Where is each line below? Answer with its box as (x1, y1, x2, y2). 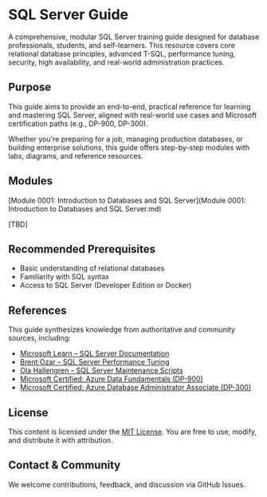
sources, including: (8, 333, 71, 343)
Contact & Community (8, 459, 121, 472)
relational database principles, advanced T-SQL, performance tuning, (8, 49, 236, 58)
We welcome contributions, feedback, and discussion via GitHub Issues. (8, 479, 245, 489)
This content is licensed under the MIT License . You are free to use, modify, (8, 427, 257, 436)
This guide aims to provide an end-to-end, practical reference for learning (8, 101, 251, 111)
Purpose (8, 81, 52, 94)
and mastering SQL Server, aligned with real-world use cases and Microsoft (8, 110, 257, 120)
